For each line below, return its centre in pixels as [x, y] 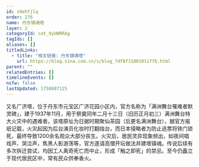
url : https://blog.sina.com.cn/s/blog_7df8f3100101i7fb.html [94, 61]
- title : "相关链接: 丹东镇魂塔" [49, 56]
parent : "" [20, 67]
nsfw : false [21, 83]
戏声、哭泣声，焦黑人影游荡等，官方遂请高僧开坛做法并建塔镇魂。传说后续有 [99, 143]
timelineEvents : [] [30, 78]
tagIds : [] [20, 39]
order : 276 [20, 17]
